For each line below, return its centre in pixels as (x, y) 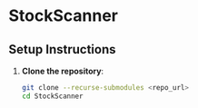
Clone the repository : (63, 71)
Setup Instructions (62, 49)
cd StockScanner (52, 96)
